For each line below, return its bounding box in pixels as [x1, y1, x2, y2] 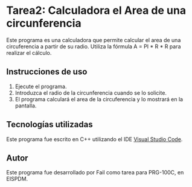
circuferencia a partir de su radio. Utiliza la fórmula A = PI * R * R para [6, 43, 181, 50]
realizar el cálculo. [6, 49, 52, 56]
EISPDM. [6, 176, 28, 183]
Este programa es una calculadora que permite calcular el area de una [6, 36, 181, 43]
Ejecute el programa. [14, 83, 67, 90]
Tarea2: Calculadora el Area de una [6, 4, 186, 17]
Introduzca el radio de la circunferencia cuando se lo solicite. [14, 89, 167, 97]
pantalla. [14, 102, 37, 109]
